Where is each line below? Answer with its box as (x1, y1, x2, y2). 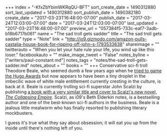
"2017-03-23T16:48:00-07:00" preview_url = (5, 25, 97, 31)
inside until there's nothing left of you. (5, 125, 83, 131)
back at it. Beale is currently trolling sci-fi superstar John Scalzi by (5, 84, 142, 89)
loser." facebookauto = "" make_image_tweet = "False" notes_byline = (5, 52, 150, 58)
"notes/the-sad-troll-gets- (93, 57, 148, 63)
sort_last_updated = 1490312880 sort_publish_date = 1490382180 (5, 9, 141, 15)
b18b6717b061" (5, 31, 36, 36)
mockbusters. (5, 110, 33, 116)
